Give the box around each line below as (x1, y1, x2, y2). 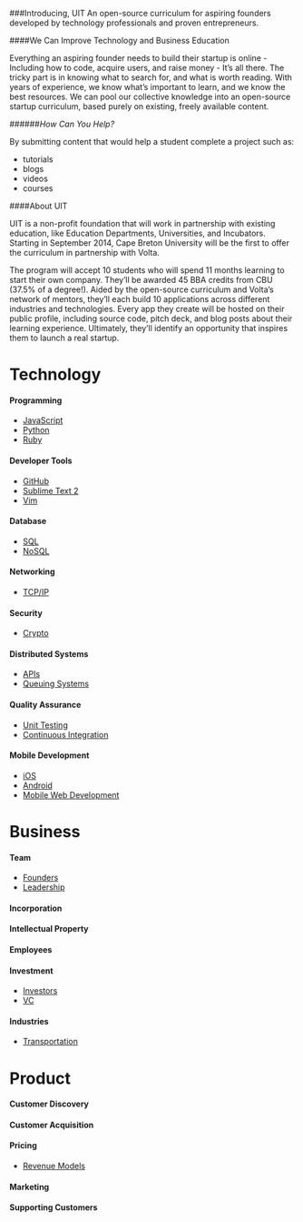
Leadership (22, 882, 65, 893)
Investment (9, 964, 54, 976)
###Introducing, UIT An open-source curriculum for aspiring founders (9, 8, 271, 18)
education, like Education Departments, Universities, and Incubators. (9, 227, 266, 238)
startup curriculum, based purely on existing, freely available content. (9, 101, 269, 112)
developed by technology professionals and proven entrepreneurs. (9, 17, 259, 28)
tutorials (22, 154, 54, 165)
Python (22, 425, 50, 436)
